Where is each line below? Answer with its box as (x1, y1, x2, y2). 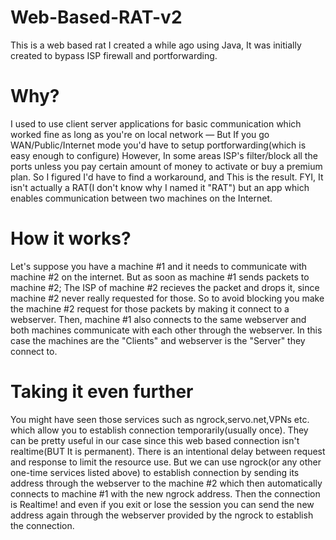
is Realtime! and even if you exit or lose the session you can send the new (10, 498, 315, 510)
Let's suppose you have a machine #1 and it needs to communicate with (10, 260, 308, 272)
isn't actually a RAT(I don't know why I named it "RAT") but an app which (10, 181, 310, 193)
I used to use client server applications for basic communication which (10, 117, 302, 130)
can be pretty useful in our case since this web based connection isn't (10, 434, 300, 446)
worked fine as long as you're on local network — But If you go (10, 128, 270, 140)
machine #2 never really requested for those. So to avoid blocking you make (10, 292, 325, 304)
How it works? (10, 227, 132, 250)
